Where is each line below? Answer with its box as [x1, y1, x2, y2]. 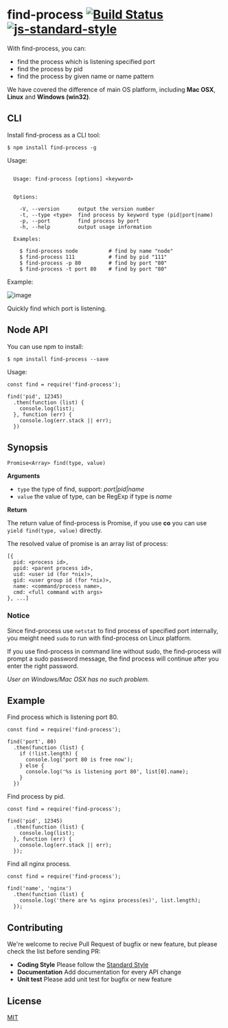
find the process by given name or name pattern [16, 72, 155, 80]
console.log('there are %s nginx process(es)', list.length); [19, 897, 201, 904]
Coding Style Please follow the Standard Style [16, 961, 149, 969]
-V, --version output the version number [19, 205, 155, 212]
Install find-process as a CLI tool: [7, 130, 101, 139]
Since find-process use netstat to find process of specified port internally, [7, 626, 218, 635]
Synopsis [7, 442, 48, 453]
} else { [19, 762, 45, 769]
